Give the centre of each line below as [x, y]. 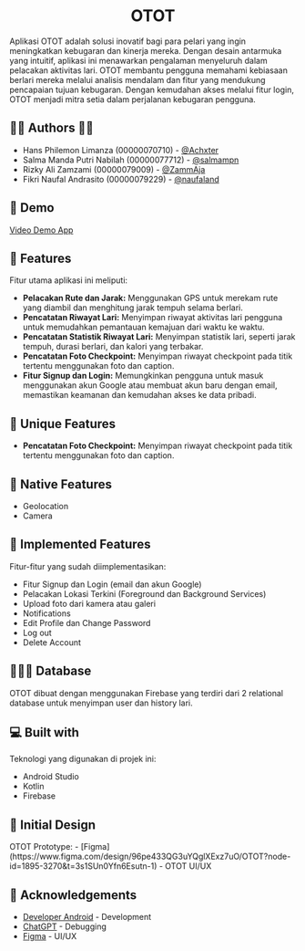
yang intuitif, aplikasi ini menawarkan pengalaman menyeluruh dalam [138, 60]
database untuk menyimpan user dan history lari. [101, 703]
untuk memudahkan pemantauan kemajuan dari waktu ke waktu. [143, 327]
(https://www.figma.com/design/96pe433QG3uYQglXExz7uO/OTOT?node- [150, 857]
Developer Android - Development [87, 917]
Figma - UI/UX [50, 936]
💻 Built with [45, 732]
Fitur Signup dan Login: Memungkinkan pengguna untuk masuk [143, 376]
